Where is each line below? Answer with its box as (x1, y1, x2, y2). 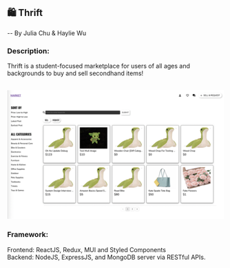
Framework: (7, 230, 49, 240)
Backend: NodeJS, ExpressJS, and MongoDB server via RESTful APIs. (7, 253, 206, 261)
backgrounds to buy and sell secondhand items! (7, 69, 144, 77)
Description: (7, 46, 50, 55)
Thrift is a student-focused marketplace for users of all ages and (7, 62, 191, 70)
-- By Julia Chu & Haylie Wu (7, 28, 87, 37)
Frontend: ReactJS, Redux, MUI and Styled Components (7, 245, 167, 253)
